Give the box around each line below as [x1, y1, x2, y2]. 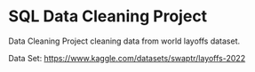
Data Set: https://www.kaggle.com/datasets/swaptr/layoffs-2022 [8, 52, 246, 63]
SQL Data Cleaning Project [8, 6, 208, 27]
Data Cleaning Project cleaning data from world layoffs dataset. [8, 36, 241, 46]
